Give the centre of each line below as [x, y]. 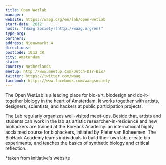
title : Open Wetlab [26, 10]
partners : [16, 39]
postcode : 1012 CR [25, 52]
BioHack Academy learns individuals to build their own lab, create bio [78, 137]
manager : [14, 15]
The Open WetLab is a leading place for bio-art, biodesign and [71, 95]
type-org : [16, 34]
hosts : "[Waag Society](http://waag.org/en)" [54, 29]
